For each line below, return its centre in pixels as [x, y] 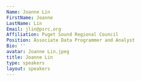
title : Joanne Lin [30, 57]
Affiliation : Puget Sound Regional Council [63, 35]
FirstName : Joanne [30, 18]
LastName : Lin [24, 23]
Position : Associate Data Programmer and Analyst [71, 40]
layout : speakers [28, 69]
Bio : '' [16, 46]
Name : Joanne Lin [28, 12]
